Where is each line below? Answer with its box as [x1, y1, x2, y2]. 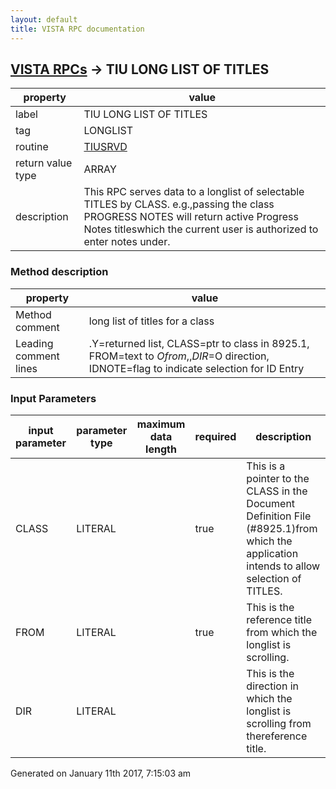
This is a [246, 459, 286, 473]
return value [15, 156, 73, 170]
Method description [10, 265, 109, 279]
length [145, 442, 177, 456]
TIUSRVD [83, 140, 128, 154]
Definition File [246, 509, 312, 523]
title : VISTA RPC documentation [10, 24, 145, 34]
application [246, 546, 299, 560]
